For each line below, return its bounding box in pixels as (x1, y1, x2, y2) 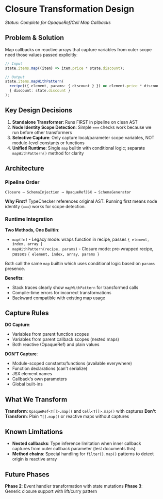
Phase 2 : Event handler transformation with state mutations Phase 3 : (5, 483, 143, 489)
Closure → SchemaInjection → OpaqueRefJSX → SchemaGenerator (5, 190, 131, 195)
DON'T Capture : (5, 351, 38, 357)
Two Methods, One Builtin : (5, 227, 60, 232)
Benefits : (5, 275, 24, 281)
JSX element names (12, 371, 52, 377)
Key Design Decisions (5, 106, 73, 115)
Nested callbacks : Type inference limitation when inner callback (12, 441, 142, 446)
